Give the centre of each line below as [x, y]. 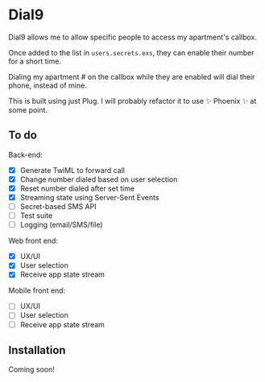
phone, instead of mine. [48, 85]
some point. [28, 109]
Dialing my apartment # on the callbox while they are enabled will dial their [132, 76]
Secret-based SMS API [58, 206]
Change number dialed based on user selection [99, 179]
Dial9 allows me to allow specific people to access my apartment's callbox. [133, 37]
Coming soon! [31, 370]
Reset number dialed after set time [77, 188]
